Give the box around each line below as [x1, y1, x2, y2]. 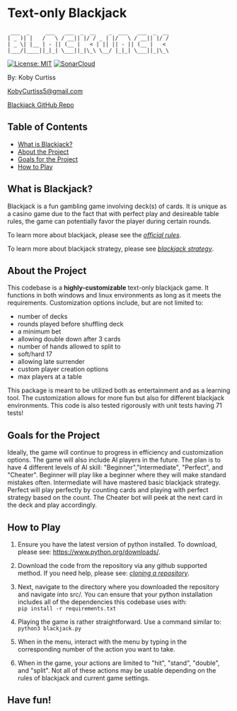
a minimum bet [17, 327, 62, 336]
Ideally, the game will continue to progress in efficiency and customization [7, 448, 224, 457]
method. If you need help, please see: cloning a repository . [17, 569, 190, 577]
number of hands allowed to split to [17, 342, 121, 351]
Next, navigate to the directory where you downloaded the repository [17, 583, 219, 591]
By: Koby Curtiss [7, 73, 57, 81]
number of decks [17, 312, 68, 321]
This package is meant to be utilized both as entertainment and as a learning [7, 386, 231, 394]
